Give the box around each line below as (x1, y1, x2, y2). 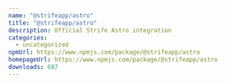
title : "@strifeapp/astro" (8, 19, 98, 27)
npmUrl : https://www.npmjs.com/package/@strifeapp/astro (8, 48, 201, 56)
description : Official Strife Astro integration (8, 26, 172, 34)
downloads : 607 (8, 63, 59, 71)
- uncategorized (15, 41, 69, 49)
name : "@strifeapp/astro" (8, 11, 94, 20)
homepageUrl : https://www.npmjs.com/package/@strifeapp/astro (8, 56, 218, 64)
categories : (8, 33, 48, 42)
